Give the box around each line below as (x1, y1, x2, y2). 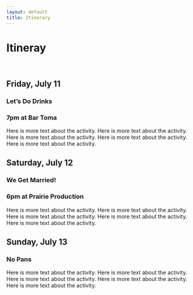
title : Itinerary (6, 15, 51, 21)
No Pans (6, 255, 32, 263)
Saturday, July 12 (6, 158, 73, 168)
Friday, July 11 (6, 79, 61, 89)
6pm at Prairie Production (6, 193, 84, 201)
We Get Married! (6, 176, 56, 185)
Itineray (6, 41, 46, 55)
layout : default (6, 9, 48, 15)
